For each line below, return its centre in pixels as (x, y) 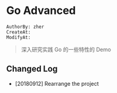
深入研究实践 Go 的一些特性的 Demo (66, 49)
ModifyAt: (19, 37)
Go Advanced (41, 11)
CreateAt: (19, 32)
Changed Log (32, 69)
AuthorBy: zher (25, 27)
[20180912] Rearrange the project (57, 83)
